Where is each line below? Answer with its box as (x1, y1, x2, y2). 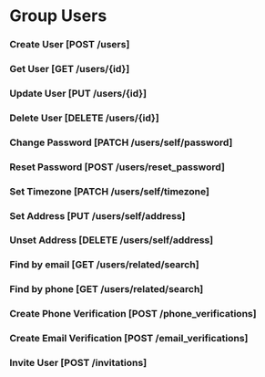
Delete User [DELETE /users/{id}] (9, 111, 159, 124)
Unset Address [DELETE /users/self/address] (9, 234, 214, 246)
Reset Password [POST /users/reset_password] (9, 161, 226, 173)
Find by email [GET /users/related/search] (9, 258, 199, 271)
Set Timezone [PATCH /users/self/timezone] (9, 184, 210, 197)
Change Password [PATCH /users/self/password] (9, 136, 233, 149)
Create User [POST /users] (9, 38, 130, 51)
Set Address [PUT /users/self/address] (9, 209, 186, 222)
